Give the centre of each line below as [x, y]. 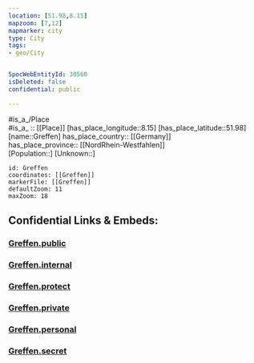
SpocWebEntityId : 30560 [48, 75]
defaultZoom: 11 [35, 189]
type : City [26, 38]
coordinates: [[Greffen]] [51, 175]
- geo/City [26, 53]
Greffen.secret [38, 351]
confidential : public [44, 89]
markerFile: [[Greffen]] [50, 182]
